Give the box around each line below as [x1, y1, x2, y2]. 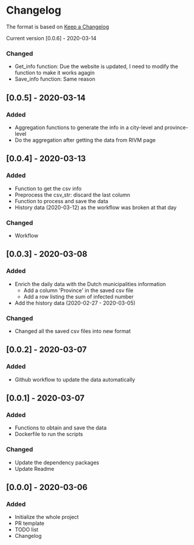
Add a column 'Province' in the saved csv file [23, 287, 134, 294]
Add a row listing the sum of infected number [23, 293, 134, 300]
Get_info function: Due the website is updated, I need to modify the [14, 63, 179, 70]
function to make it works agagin [14, 69, 95, 76]
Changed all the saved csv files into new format [14, 327, 131, 335]
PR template [14, 520, 44, 527]
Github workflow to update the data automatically [14, 376, 135, 383]
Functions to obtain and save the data [14, 424, 107, 431]
